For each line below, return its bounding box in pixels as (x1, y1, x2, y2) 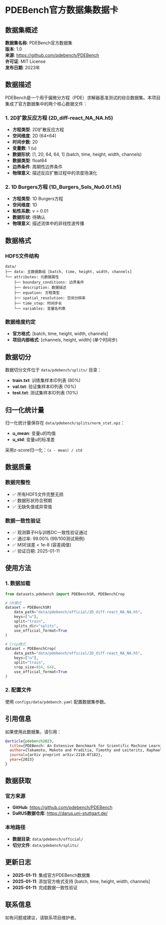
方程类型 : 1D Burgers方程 (12, 196, 63, 202)
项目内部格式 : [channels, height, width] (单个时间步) (12, 337, 118, 343)
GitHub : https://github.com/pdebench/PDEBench (12, 804, 113, 810)
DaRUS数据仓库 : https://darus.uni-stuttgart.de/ (12, 810, 108, 816)
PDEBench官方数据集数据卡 (5, 4, 119, 16)
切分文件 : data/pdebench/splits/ (12, 842, 79, 848)
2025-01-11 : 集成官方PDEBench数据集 (12, 872, 90, 878)
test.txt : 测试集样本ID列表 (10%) (12, 390, 78, 396)
